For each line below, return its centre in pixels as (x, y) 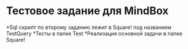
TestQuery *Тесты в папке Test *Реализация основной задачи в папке (94, 33)
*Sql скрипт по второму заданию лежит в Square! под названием (89, 27)
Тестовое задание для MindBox (87, 11)
